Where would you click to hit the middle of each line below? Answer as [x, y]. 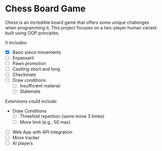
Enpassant [23, 58]
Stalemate [30, 91]
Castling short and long [36, 69]
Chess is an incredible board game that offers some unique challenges [77, 22]
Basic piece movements [37, 52]
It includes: [16, 42]
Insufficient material [40, 86]
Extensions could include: [31, 101]
